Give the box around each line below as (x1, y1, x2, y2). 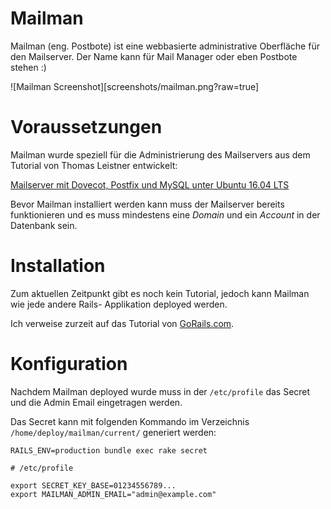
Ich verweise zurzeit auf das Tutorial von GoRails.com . (10, 317, 235, 329)
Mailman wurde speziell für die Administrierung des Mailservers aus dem (10, 148, 311, 161)
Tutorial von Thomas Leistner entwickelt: (10, 159, 178, 171)
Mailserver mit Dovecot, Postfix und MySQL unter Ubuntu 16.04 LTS (10, 178, 290, 191)
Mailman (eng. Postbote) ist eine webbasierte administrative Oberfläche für (10, 40, 320, 52)
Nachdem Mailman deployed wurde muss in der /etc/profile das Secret (10, 385, 311, 397)
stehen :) (10, 61, 47, 73)
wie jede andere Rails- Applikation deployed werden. (10, 298, 228, 310)
